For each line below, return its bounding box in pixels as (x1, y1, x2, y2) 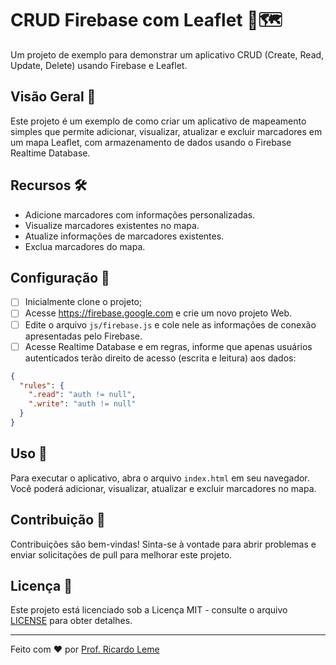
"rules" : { (19, 380, 65, 391)
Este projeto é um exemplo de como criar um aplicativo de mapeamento (10, 115, 307, 127)
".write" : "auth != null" (28, 399, 137, 409)
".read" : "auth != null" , (28, 390, 137, 400)
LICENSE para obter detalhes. (10, 615, 133, 627)
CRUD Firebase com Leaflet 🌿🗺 (10, 9, 283, 32)
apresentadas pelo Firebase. (24, 330, 143, 342)
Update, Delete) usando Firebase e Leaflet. (10, 59, 188, 71)
